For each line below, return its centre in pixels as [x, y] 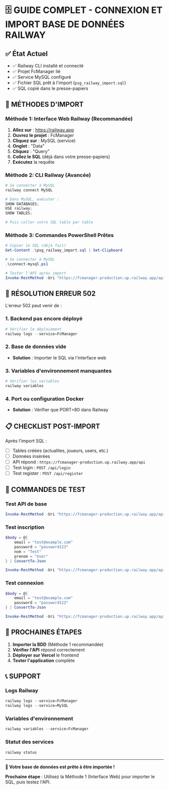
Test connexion [24, 583]
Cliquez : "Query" [31, 151]
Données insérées [31, 456]
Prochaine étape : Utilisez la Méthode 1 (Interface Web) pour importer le [80, 776]
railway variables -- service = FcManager [47, 729]
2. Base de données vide [36, 347]
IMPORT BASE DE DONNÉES [65, 24]
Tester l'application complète [44, 660]
